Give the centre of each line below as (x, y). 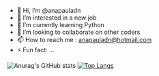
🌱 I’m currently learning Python (60, 25)
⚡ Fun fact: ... (35, 50)
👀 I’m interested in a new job (57, 18)
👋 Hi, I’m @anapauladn (49, 11)
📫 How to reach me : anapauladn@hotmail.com (84, 40)
